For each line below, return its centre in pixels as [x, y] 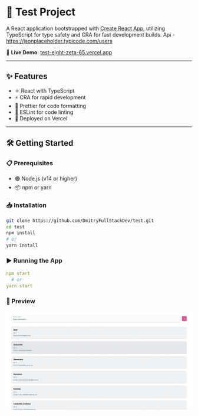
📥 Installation [27, 205]
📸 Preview [21, 301]
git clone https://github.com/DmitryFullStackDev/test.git [80, 221]
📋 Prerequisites [29, 163]
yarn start [19, 286]
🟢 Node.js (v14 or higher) [46, 179]
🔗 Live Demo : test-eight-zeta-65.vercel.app [59, 52]
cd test [16, 227]
